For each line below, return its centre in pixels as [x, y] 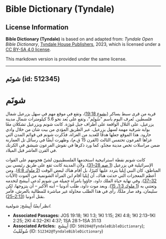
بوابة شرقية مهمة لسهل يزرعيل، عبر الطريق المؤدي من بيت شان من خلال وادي [78, 129]
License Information [37, 27]
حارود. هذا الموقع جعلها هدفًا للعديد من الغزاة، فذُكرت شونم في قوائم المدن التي [79, 135]
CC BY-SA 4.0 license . [28, 49]
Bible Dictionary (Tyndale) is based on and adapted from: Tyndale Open [79, 39]
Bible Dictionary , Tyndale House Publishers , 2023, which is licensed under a [83, 44]
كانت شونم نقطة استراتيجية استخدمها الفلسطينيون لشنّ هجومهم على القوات [76, 160]
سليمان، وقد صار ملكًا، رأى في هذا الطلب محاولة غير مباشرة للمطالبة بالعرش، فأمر [82, 191]
